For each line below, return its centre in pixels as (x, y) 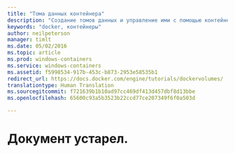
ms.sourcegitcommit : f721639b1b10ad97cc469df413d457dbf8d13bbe (101, 92)
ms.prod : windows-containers (50, 59)
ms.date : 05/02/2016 (37, 46)
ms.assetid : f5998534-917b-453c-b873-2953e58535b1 (83, 72)
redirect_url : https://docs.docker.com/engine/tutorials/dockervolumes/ (115, 79)
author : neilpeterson (39, 33)
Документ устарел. (68, 139)
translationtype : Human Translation (60, 85)
